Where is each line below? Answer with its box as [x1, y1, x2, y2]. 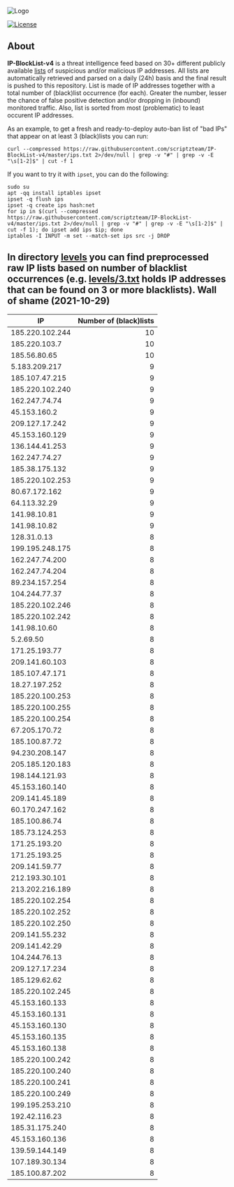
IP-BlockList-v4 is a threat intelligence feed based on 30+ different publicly [7, 59, 226, 67]
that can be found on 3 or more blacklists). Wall [7, 284, 217, 296]
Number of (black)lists [78, 315, 155, 325]
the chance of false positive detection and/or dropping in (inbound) [7, 96, 201, 104]
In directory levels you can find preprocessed [7, 252, 210, 264]
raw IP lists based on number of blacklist [7, 262, 187, 274]
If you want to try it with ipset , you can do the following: [7, 170, 169, 178]
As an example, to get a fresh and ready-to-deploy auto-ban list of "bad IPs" [7, 124, 228, 133]
